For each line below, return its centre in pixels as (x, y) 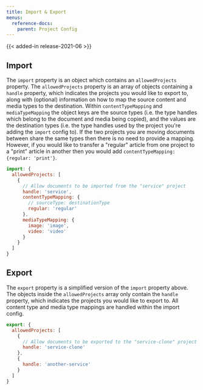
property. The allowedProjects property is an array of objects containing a (99, 87)
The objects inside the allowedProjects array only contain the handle (92, 294)
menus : (15, 18)
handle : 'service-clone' (54, 347)
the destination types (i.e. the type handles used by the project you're (94, 126)
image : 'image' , (49, 225)
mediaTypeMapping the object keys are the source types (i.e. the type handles (102, 113)
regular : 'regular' (53, 209)
